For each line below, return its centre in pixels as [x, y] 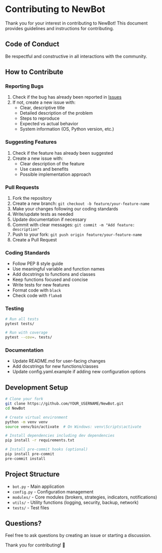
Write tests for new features [41, 285]
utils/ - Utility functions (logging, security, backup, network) [75, 502]
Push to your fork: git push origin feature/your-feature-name [77, 234]
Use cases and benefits [44, 169]
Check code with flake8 [37, 296]
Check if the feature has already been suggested [63, 153]
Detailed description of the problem [56, 113]
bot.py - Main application [38, 486]
